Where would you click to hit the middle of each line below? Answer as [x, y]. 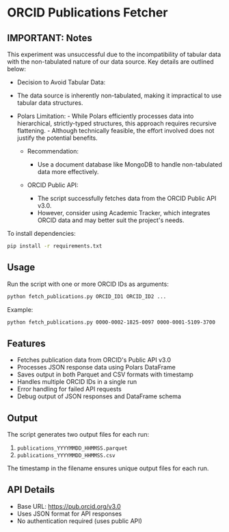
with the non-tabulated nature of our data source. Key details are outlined [110, 62]
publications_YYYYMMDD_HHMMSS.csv [66, 456]
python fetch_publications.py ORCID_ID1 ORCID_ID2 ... [87, 296]
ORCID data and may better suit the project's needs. [111, 220]
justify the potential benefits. [57, 138]
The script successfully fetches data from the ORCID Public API [127, 198]
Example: [20, 309]
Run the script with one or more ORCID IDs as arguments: [88, 284]
